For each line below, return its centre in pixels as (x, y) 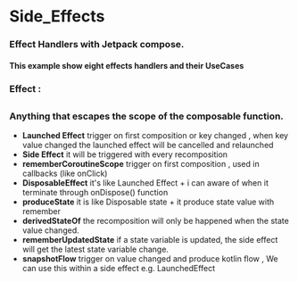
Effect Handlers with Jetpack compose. (97, 45)
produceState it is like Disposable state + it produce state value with (148, 202)
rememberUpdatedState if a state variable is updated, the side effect (150, 240)
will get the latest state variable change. (95, 249)
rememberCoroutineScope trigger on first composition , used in (141, 164)
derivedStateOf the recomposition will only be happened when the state (156, 221)
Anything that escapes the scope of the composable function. (146, 116)
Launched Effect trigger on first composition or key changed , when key (155, 136)
